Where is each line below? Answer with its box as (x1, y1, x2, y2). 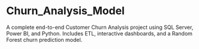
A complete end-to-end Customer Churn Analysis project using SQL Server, (6, 24, 194, 31)
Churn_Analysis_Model (6, 4, 125, 18)
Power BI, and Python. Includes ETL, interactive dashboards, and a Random (6, 30, 193, 37)
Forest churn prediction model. (6, 36, 83, 43)
